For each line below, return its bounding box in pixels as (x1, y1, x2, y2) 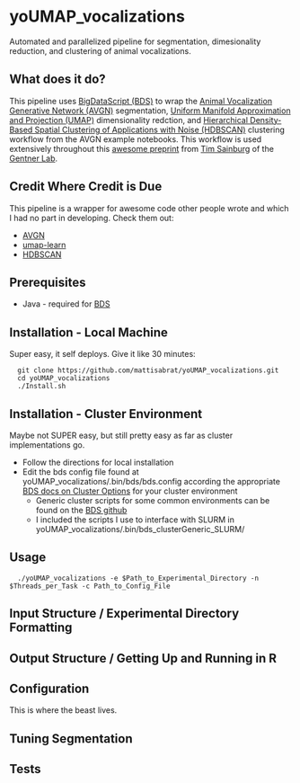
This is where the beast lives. (9, 705, 118, 716)
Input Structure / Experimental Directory (9, 606, 240, 621)
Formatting (9, 620, 73, 636)
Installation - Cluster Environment (9, 406, 203, 422)
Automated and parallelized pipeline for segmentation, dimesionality (9, 36, 261, 47)
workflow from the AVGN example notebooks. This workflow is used (9, 133, 262, 145)
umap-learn (22, 239, 66, 250)
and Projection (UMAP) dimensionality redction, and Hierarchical (9, 114, 249, 125)
